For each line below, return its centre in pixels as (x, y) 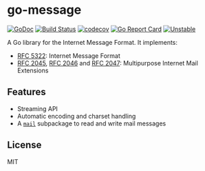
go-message (44, 10)
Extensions (33, 70)
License (24, 145)
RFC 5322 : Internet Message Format (68, 56)
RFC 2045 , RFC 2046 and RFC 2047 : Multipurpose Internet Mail (107, 63)
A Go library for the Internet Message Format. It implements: (92, 42)
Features (26, 92)
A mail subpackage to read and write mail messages (91, 123)
